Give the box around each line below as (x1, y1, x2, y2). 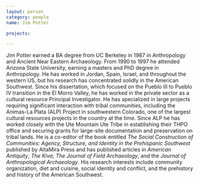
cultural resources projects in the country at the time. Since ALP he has (6, 115, 180, 122)
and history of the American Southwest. (6, 171, 104, 178)
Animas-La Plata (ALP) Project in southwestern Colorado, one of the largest (6, 108, 191, 115)
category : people (6, 14, 49, 20)
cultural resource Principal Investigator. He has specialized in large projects (6, 96, 191, 103)
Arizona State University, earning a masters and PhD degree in (6, 64, 159, 72)
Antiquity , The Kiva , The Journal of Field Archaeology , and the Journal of (6, 152, 186, 160)
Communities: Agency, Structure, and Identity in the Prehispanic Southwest (6, 140, 191, 147)
